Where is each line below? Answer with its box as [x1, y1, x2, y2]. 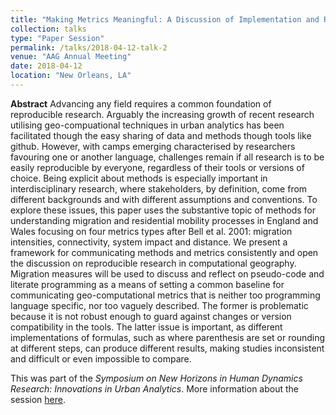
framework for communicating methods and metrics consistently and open [10, 246, 319, 258]
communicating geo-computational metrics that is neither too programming [10, 289, 321, 301]
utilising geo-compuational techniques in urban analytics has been [10, 119, 285, 131]
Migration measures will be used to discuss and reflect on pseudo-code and [10, 267, 325, 280]
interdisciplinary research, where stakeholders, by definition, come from [10, 182, 308, 195]
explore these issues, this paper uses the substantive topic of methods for [10, 204, 317, 216]
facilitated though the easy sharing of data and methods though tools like [10, 129, 312, 141]
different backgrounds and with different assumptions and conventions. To [10, 193, 318, 205]
